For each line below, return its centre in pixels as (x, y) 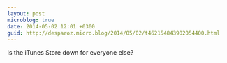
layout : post (26, 13)
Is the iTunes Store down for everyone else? (71, 53)
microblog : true (31, 20)
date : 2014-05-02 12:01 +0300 (51, 26)
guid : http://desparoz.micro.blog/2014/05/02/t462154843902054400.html (113, 33)
